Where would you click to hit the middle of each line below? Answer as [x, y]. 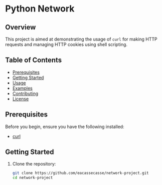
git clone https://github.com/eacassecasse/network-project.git [81, 173]
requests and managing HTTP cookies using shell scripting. [66, 44]
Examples [22, 88]
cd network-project [33, 178]
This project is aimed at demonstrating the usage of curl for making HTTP [81, 39]
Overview [21, 27]
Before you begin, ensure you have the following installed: [65, 126]
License [20, 98]
